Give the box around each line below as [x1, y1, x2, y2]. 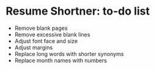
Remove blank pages [14, 24, 68, 32]
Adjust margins [14, 44, 53, 51]
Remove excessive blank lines [14, 30, 91, 38]
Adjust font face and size [14, 37, 78, 44]
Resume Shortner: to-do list [6, 4, 150, 18]
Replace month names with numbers [14, 57, 108, 64]
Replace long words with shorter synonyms [14, 50, 124, 57]
